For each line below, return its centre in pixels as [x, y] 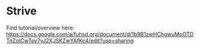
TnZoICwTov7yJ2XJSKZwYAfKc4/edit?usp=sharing [70, 40]
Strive [22, 11]
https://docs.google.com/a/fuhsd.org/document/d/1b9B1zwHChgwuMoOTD [100, 34]
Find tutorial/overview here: [40, 28]
